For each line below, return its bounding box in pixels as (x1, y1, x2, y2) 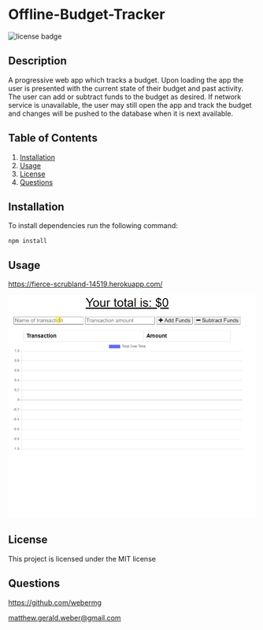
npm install (8, 238, 47, 245)
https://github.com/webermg (8, 598, 102, 607)
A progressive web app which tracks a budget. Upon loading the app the (8, 75, 244, 84)
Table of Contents (8, 131, 98, 145)
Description (8, 54, 67, 68)
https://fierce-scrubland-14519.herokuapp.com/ (8, 279, 163, 289)
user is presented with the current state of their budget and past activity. (8, 83, 244, 93)
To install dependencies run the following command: (8, 221, 179, 230)
